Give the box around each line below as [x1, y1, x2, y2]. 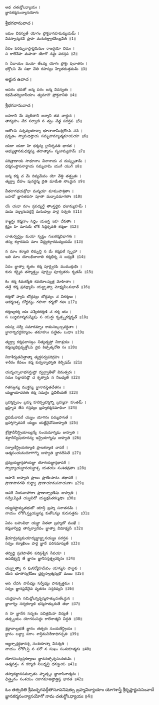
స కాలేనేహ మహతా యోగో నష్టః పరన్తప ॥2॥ [5, 51, 78, 56]
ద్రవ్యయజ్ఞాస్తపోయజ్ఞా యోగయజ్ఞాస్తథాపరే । [5, 460, 70, 465]
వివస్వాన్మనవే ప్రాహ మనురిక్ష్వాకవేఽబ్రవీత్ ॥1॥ [5, 36, 76, 41]
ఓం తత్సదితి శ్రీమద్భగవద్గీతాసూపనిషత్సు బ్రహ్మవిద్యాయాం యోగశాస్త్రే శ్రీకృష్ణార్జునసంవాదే [5, 686, 154, 692]
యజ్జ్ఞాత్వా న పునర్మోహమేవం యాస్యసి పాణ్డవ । [5, 566, 81, 571]
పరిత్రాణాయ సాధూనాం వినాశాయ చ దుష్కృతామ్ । [5, 158, 86, 163]
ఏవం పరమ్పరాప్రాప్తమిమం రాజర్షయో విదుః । [5, 46, 75, 51]
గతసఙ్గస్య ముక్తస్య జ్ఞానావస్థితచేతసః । [5, 385, 65, 390]
